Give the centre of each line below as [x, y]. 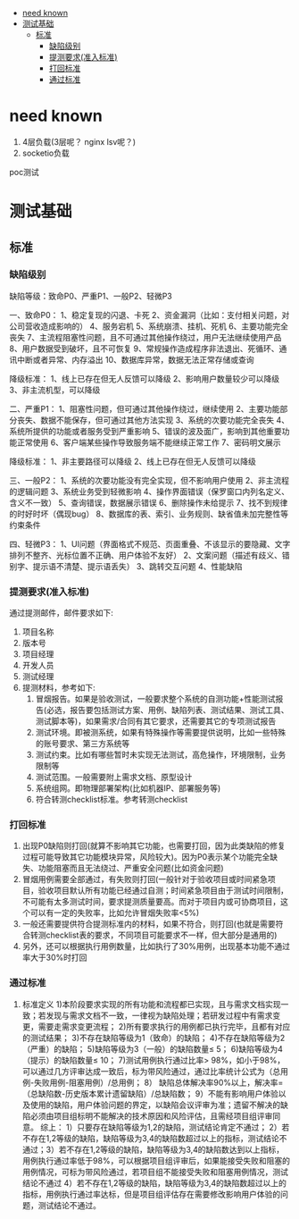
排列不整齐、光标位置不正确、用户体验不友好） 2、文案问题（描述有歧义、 [146, 555]
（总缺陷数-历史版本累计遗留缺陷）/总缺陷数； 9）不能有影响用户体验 [150, 1093]
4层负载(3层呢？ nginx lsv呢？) [79, 141]
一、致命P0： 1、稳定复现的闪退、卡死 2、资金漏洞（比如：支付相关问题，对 [149, 315]
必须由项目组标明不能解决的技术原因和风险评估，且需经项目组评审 [151, 1115]
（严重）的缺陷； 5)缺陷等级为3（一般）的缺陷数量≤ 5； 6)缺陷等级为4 [153, 1048]
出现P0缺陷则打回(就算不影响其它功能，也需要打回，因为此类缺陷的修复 [154, 846]
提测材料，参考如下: [58, 688]
